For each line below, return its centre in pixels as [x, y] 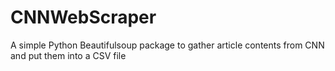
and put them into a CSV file [68, 55]
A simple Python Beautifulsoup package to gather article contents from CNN [167, 45]
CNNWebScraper [83, 17]
